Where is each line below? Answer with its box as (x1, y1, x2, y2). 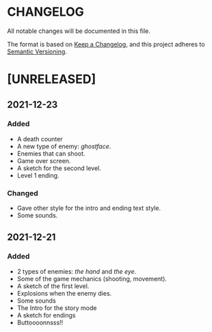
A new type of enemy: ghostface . (16, 142, 111, 150)
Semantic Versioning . (7, 47, 67, 56)
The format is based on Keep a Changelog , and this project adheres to (7, 40, 205, 48)
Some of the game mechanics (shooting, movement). (16, 274, 168, 283)
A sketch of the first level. (16, 282, 90, 290)
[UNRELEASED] (7, 71, 96, 87)
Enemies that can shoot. (16, 149, 85, 158)
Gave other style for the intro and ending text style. (16, 204, 161, 213)
